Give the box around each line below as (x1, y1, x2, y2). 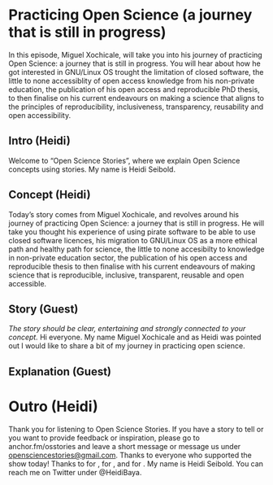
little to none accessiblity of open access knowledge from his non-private (8, 76, 255, 85)
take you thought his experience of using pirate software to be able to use (8, 226, 256, 237)
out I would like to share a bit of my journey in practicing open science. (8, 341, 245, 351)
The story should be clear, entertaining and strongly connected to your (8, 324, 246, 334)
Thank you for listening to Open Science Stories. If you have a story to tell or (8, 424, 264, 434)
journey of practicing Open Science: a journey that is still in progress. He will (8, 218, 265, 228)
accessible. (8, 278, 47, 288)
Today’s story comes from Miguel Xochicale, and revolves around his (8, 209, 240, 219)
